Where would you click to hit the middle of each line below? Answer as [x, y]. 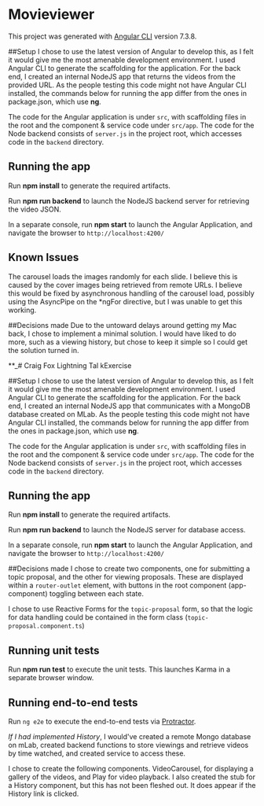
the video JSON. [35, 209]
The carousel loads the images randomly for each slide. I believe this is [123, 276]
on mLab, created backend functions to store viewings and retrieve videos [128, 745]
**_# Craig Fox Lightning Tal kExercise [70, 365]
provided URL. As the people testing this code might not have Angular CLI [128, 85]
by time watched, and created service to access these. [97, 753]
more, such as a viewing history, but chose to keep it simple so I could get [128, 342]
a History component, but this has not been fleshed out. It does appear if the [132, 785]
